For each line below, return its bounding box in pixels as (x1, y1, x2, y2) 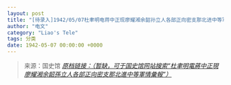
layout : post (7, 10, 45, 17)
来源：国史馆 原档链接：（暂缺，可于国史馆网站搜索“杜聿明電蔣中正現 (23, 62, 219, 69)
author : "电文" (7, 23, 49, 29)
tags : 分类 (7, 36, 36, 42)
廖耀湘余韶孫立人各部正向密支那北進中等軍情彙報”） (23, 70, 172, 78)
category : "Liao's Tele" (7, 29, 78, 36)
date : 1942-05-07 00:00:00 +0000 (7, 42, 103, 49)
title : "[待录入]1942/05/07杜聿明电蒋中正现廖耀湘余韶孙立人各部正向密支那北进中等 (7, 16, 222, 23)
